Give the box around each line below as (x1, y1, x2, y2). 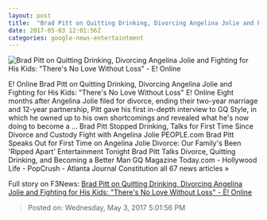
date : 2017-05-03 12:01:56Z (8, 26, 102, 34)
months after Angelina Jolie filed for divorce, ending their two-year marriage (8, 96, 258, 106)
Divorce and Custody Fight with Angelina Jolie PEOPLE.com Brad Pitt (8, 130, 234, 140)
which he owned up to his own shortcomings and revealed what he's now (8, 113, 249, 123)
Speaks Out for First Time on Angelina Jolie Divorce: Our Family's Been (8, 138, 242, 148)
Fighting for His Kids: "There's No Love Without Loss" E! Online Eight (8, 88, 234, 98)
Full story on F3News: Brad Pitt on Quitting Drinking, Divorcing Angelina (8, 179, 243, 189)
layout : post (8, 11, 52, 20)
